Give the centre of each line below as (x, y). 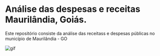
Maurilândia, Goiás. (46, 20)
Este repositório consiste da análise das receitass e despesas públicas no (80, 33)
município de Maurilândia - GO (36, 39)
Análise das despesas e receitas (73, 9)
